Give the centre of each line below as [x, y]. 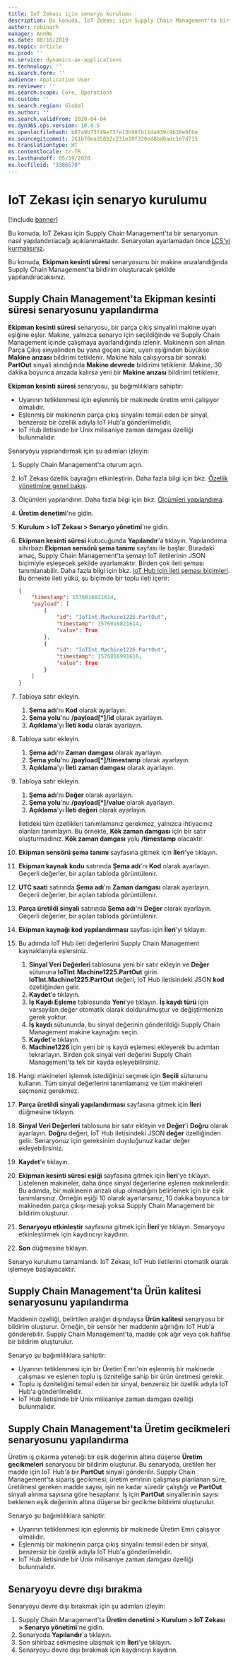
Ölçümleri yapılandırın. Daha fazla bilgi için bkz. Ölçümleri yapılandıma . [121, 500]
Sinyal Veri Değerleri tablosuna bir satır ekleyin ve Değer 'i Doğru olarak [123, 1125]
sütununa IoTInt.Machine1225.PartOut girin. [94, 971]
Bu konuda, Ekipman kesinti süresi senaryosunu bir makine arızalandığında [118, 261]
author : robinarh [34, 27]
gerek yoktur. [48, 1017]
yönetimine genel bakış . [53, 485]
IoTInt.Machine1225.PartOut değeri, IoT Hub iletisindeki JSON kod [126, 979]
